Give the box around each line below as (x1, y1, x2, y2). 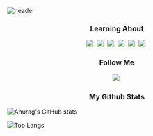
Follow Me (99, 58, 135, 67)
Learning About (90, 24, 144, 33)
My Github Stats (89, 92, 145, 101)
